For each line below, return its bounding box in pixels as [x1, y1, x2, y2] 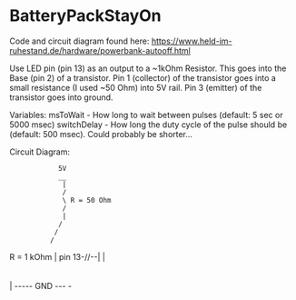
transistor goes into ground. [9, 92, 113, 103]
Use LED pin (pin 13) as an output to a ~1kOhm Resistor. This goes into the [9, 63, 287, 74]
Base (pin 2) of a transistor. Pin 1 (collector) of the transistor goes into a [9, 72, 277, 83]
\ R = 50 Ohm [62, 195, 112, 205]
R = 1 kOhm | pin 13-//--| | [9, 251, 106, 262]
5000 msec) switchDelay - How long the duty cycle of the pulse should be [9, 119, 288, 130]
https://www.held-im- [151, 35, 232, 46]
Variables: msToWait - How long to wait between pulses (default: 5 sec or [9, 109, 283, 120]
